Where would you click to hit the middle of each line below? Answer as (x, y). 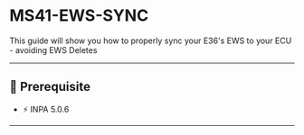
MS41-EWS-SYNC (79, 16)
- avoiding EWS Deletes (53, 49)
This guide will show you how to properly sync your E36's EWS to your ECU (151, 40)
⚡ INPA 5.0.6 (46, 109)
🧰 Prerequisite (50, 87)
